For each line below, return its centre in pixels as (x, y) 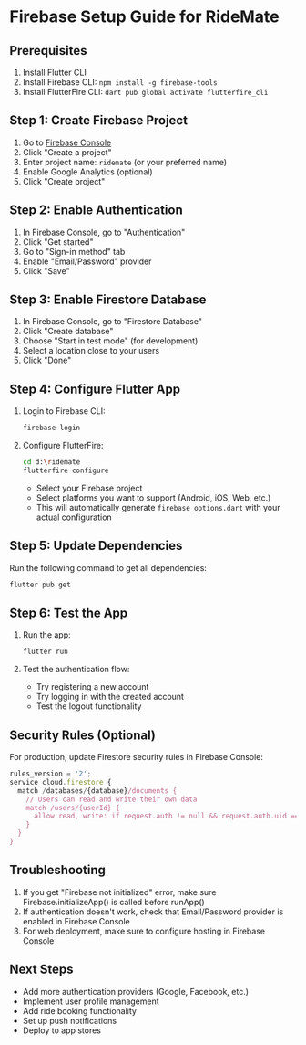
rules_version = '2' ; (51, 774)
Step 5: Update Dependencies (96, 546)
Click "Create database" (68, 332)
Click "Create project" (64, 181)
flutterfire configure (66, 470)
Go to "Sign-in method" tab (74, 251)
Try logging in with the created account (110, 697)
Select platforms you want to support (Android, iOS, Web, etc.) (153, 497)
